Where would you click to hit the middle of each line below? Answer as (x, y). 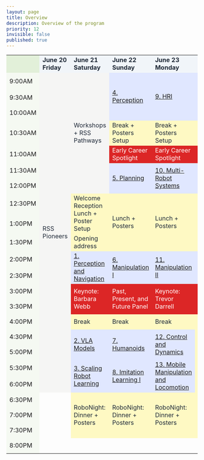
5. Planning (128, 178)
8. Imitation (128, 372)
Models (84, 348)
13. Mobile (170, 364)
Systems (167, 186)
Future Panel (130, 306)
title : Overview (27, 18)
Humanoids (128, 348)
